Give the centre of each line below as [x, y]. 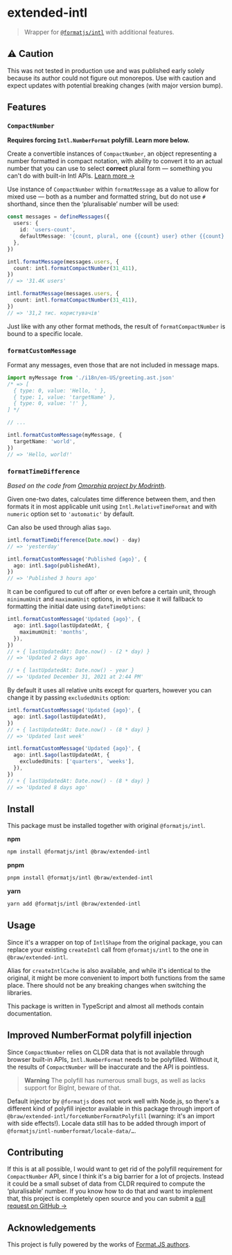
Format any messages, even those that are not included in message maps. [113, 365]
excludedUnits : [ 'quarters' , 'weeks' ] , [77, 762]
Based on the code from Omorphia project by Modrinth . [87, 485]
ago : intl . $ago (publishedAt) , [57, 565]
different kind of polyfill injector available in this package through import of [114, 1108]
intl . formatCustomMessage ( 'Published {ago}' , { [77, 559]
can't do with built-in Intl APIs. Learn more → [71, 176]
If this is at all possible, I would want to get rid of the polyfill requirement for [115, 1169]
